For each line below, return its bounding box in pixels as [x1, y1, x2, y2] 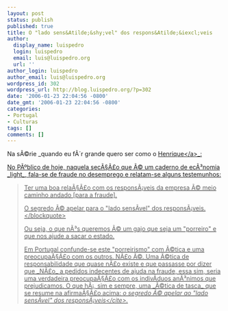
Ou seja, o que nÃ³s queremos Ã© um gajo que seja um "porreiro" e [23, 225, 217, 233]
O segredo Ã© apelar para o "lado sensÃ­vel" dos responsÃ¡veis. [23, 204, 206, 212]
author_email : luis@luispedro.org [7, 73, 106, 81]
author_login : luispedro [7, 67, 78, 74]
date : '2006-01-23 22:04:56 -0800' [7, 93, 109, 100]
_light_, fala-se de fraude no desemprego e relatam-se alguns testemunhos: [7, 171, 221, 179]
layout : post [7, 10, 45, 17]
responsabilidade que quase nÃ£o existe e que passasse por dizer [23, 260, 212, 268]
